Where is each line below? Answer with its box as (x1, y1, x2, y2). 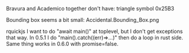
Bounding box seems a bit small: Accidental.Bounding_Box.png (6, 16, 160, 23)
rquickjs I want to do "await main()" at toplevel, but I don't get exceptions (6, 28, 183, 35)
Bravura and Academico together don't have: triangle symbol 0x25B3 (6, 5, 175, 12)
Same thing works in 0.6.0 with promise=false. (6, 41, 119, 47)
